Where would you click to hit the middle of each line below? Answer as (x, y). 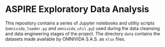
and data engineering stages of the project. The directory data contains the (83, 33)
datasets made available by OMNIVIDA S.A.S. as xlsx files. (65, 39)
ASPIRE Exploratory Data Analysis (77, 9)
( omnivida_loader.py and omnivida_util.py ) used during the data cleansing (82, 28)
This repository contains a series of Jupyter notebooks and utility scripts (80, 23)
